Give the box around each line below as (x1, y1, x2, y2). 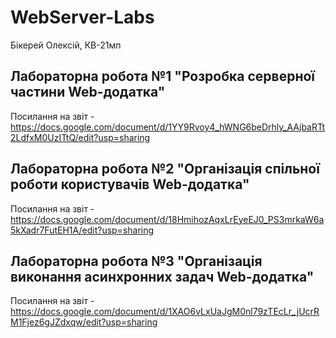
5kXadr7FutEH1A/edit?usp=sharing (10, 224, 155, 236)
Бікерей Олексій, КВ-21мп (10, 39, 122, 51)
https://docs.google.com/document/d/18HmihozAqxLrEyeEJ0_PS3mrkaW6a (10, 213, 325, 225)
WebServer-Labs (10, 6, 155, 29)
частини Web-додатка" (10, 84, 166, 101)
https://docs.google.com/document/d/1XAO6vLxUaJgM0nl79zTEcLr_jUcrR (10, 306, 320, 318)
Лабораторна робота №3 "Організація (10, 252, 263, 270)
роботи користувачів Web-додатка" (10, 176, 250, 193)
